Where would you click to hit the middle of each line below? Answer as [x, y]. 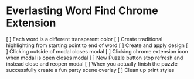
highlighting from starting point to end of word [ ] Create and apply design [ [97, 45]
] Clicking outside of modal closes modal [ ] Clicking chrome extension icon [97, 51]
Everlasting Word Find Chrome [82, 11]
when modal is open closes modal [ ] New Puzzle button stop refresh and [95, 58]
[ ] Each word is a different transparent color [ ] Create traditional [84, 39]
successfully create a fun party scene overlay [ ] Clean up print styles [90, 70]
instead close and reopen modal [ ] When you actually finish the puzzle [92, 64]
